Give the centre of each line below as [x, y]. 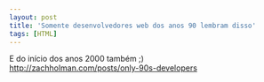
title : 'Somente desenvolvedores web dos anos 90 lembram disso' [132, 26]
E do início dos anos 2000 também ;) [77, 59]
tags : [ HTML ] [33, 34]
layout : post [33, 17]
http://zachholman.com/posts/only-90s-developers [104, 68]
